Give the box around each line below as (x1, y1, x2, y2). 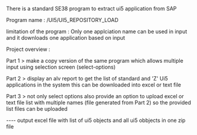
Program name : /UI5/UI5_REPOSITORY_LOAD (6, 17, 119, 23)
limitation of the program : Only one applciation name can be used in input (6, 28, 188, 35)
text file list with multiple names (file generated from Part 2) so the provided (6, 99, 191, 106)
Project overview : (6, 46, 50, 53)
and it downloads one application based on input (6, 34, 126, 41)
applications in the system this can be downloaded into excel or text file (6, 81, 182, 88)
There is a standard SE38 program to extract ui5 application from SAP (6, 5, 177, 12)
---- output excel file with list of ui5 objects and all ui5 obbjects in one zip (6, 117, 186, 124)
